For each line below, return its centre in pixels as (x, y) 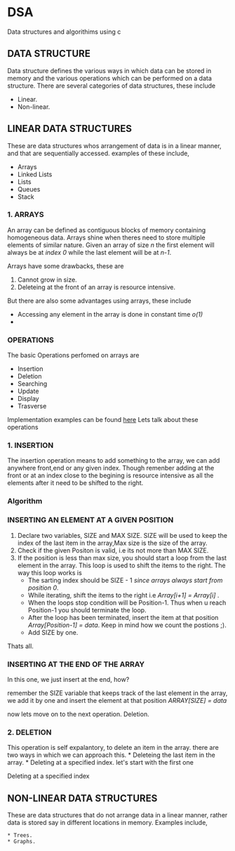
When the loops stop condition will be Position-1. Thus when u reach (127, 602)
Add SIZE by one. (53, 632)
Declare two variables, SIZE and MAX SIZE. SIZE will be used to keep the (122, 535)
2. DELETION (29, 732)
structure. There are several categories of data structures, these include (112, 86)
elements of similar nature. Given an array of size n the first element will (111, 245)
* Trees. (20, 836)
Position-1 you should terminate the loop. (87, 610)
